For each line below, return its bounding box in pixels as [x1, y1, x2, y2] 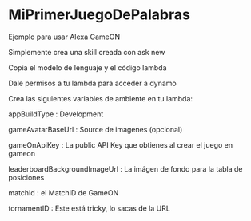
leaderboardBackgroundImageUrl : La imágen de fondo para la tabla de [8, 164, 243, 173]
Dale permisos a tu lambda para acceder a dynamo [8, 78, 177, 88]
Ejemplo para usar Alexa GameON [8, 32, 121, 41]
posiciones [8, 172, 45, 182]
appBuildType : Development [8, 109, 104, 119]
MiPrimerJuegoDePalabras [8, 6, 190, 24]
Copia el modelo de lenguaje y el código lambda [8, 62, 167, 73]
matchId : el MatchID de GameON [8, 187, 119, 197]
